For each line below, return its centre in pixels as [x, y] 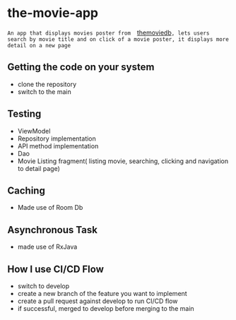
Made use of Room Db [50, 208]
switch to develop [43, 286]
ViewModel [34, 131]
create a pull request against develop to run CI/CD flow [98, 301]
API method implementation [58, 146]
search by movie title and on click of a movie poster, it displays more [118, 39]
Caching [26, 190]
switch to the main [45, 91]
